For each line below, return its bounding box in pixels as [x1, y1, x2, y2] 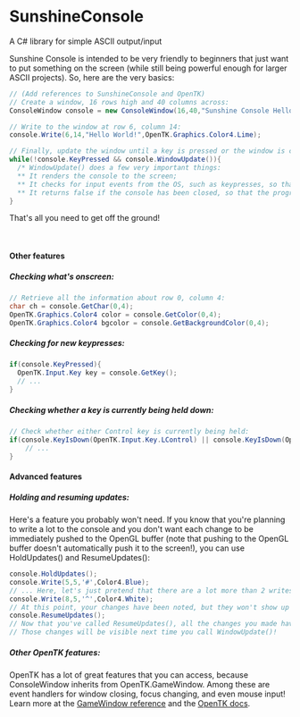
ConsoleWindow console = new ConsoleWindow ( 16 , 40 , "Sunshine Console [9, 105, 270, 115]
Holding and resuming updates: [9, 492, 129, 502]
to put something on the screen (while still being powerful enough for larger [9, 63, 287, 73]
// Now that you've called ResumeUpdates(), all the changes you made [9, 620, 278, 628]
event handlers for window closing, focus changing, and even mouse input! [9, 688, 286, 699]
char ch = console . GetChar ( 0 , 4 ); [9, 301, 134, 310]
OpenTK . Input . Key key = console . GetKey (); [17, 368, 178, 377]
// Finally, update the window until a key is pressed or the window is [9, 147, 286, 156]
